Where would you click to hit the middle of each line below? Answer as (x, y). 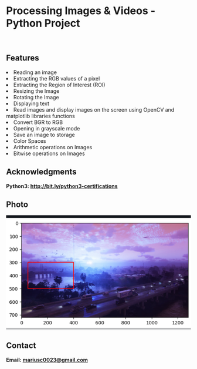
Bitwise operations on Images (49, 153)
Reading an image (35, 72)
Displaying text (32, 103)
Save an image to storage (44, 135)
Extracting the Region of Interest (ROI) (60, 85)
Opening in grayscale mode (47, 128)
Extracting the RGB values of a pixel (57, 78)
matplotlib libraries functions (40, 116)
